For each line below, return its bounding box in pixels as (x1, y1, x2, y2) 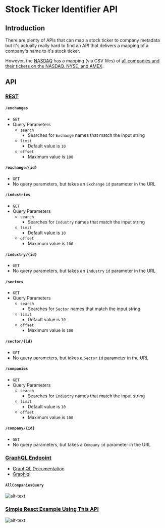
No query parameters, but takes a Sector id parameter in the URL (12, 355, 149, 361)
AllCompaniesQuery (5, 482, 44, 487)
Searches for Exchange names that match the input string (27, 132, 145, 138)
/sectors (5, 279, 24, 284)
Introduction (5, 24, 45, 32)
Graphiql (12, 471, 31, 477)
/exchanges (5, 105, 28, 110)
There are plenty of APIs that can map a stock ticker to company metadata (5, 37, 160, 43)
